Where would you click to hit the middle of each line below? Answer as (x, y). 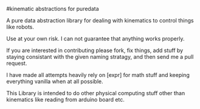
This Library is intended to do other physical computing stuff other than (96, 93)
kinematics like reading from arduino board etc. (65, 100)
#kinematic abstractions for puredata (53, 9)
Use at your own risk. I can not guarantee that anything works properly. (95, 38)
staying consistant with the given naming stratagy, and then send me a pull (100, 57)
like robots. (20, 27)
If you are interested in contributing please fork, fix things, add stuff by (95, 50)
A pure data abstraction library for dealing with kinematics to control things (100, 20)
